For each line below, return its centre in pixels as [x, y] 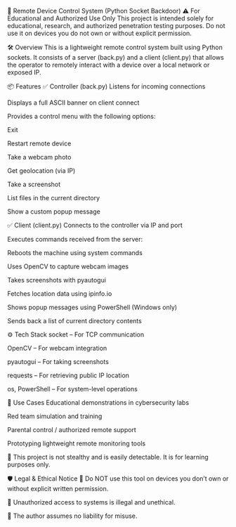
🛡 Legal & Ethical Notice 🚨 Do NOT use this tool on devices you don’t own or [118, 479]
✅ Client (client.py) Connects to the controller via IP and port [95, 225]
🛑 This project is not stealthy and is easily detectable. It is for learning [108, 457]
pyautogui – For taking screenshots [58, 362]
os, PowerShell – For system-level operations [73, 389]
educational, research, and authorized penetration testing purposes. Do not [117, 26]
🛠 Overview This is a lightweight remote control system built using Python [115, 47]
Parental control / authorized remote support [72, 430]
